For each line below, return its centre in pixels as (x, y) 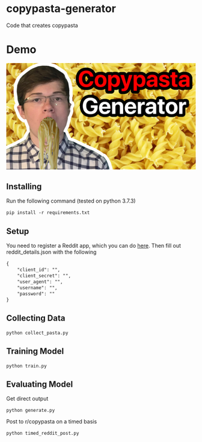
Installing (24, 186)
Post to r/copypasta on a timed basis (52, 422)
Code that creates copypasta (42, 25)
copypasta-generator (61, 9)
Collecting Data (36, 318)
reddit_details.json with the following (51, 252)
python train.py (26, 366)
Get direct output (27, 399)
